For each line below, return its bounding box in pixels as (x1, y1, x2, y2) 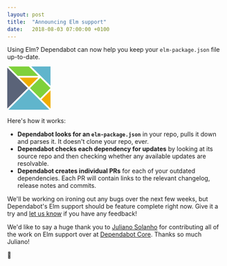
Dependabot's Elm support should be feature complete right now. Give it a (7, 202, 219, 211)
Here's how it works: (7, 117, 66, 125)
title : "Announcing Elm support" (7, 18, 107, 26)
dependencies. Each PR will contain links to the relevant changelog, (17, 174, 210, 182)
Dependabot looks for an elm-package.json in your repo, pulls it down (17, 130, 217, 138)
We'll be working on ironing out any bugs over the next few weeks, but (7, 195, 208, 203)
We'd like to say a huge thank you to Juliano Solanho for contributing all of (7, 223, 219, 231)
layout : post (7, 11, 45, 18)
